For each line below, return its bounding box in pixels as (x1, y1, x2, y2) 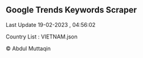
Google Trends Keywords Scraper (5, 5, 137, 15)
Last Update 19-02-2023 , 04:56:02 (5, 21, 96, 28)
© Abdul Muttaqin (5, 45, 51, 52)
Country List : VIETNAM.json (5, 33, 78, 40)
